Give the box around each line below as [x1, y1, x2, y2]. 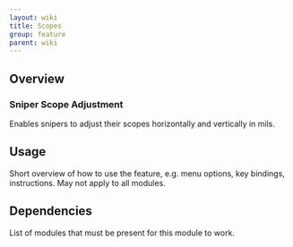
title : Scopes [9, 21, 63, 30]
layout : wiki [9, 13, 58, 22]
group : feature [9, 30, 66, 38]
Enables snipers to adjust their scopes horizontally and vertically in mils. [9, 118, 276, 129]
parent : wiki [9, 38, 58, 47]
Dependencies [9, 203, 92, 219]
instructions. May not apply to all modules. [9, 177, 166, 188]
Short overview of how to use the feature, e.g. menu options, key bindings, [9, 167, 285, 179]
